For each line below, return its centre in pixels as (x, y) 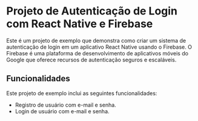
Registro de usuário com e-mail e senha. (65, 105)
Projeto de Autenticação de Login (92, 11)
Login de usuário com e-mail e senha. (62, 111)
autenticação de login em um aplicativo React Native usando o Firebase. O (99, 47)
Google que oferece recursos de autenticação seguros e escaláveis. (91, 60)
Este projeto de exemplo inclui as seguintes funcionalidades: (82, 93)
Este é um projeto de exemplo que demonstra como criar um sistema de (96, 40)
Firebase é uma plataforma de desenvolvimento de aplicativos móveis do (97, 53)
